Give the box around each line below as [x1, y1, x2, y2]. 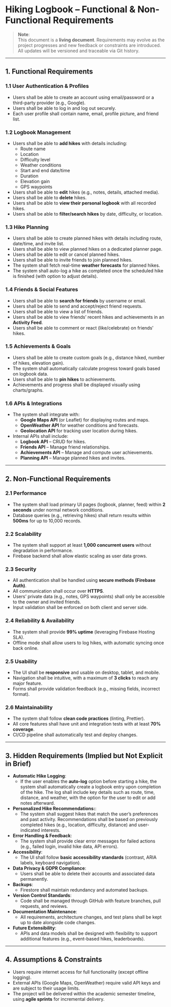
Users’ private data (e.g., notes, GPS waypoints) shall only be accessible [12, 594, 165, 600]
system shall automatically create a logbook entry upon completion [20, 784, 161, 790]
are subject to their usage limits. [12, 985, 80, 991]
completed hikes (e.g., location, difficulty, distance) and [20, 822, 137, 828]
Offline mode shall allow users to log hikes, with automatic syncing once [12, 640, 164, 646]
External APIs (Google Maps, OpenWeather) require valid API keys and [12, 979, 160, 986]
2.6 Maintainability [5, 704, 53, 711]
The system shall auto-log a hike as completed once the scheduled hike [12, 268, 164, 274]
